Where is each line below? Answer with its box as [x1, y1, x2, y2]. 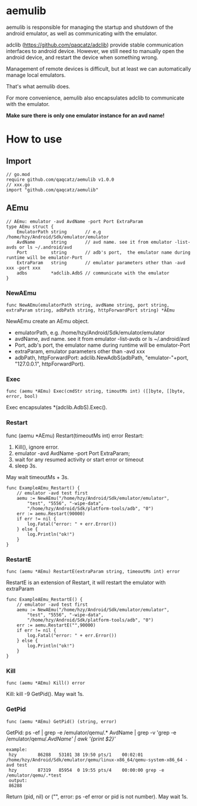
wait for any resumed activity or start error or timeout [14, 456, 144, 463]
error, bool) [6, 393, 38, 400]
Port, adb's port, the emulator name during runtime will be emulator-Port [14, 341, 191, 349]
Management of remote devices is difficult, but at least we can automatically [6, 65, 191, 72]
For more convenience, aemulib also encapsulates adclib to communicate [6, 94, 185, 101]
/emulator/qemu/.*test [6, 772, 62, 778]
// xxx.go [6, 181, 31, 188]
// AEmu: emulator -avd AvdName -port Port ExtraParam [6, 218, 143, 224]
